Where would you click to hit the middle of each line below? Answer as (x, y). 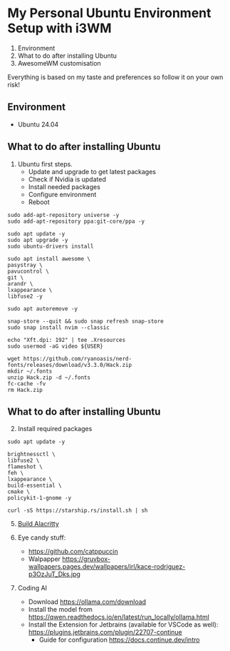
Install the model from (60, 610)
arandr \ (20, 283)
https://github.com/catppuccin (73, 552)
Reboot (39, 202)
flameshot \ (25, 467)
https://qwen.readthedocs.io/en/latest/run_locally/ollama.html (119, 617)
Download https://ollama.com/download (87, 602)
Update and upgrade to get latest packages (92, 171)
